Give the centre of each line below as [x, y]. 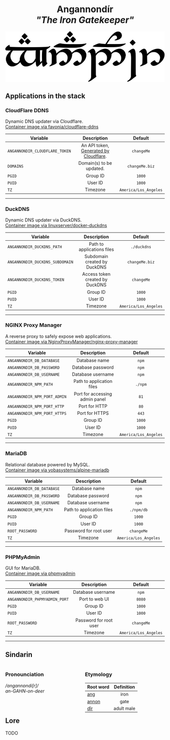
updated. [95, 168]
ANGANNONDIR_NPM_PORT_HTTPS [37, 414]
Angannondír [85, 9]
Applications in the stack [45, 96]
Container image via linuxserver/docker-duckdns [56, 226]
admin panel [93, 399]
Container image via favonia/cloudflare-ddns [52, 127]
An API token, [95, 146]
